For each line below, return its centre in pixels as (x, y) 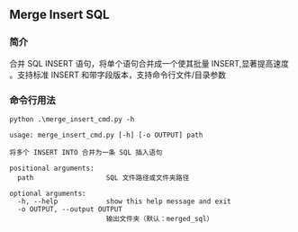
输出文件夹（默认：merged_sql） (160, 219)
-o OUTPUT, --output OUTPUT (70, 209)
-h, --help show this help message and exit (124, 201)
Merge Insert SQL (59, 15)
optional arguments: (48, 193)
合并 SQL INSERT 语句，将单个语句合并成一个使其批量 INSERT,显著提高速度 (149, 63)
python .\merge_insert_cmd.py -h (72, 119)
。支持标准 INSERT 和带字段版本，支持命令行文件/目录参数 (118, 75)
